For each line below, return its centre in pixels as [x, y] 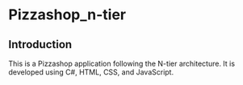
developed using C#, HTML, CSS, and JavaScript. [91, 72]
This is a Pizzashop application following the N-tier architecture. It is [122, 63]
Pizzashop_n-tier [67, 15]
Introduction [40, 45]
